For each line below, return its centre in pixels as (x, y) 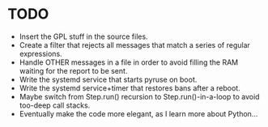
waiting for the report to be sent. (73, 70)
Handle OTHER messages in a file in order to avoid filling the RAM (129, 62)
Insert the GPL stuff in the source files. (83, 36)
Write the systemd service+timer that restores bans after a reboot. (130, 88)
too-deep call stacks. (55, 105)
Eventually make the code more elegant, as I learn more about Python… (138, 113)
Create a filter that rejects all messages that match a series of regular (134, 44)
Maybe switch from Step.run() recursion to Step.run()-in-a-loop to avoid (139, 96)
